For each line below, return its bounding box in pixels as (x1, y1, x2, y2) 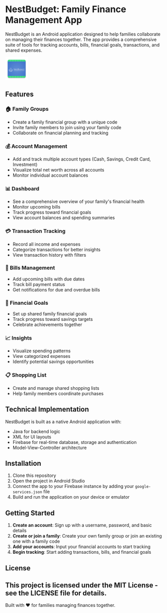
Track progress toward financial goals (12, 209, 92, 216)
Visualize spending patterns (12, 348, 71, 354)
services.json (12, 489, 42, 495)
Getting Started (5, 509, 55, 517)
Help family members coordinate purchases (12, 390, 104, 396)
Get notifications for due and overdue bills (12, 287, 100, 293)
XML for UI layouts (12, 434, 51, 440)
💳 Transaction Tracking (5, 228, 66, 235)
